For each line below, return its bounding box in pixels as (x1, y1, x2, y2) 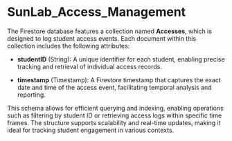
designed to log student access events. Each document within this (7, 34, 197, 42)
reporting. (17, 91, 46, 99)
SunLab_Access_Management (7, 4, 186, 20)
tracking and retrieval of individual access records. (17, 62, 163, 70)
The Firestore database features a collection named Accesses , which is (7, 27, 213, 35)
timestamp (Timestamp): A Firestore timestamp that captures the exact (17, 75, 222, 84)
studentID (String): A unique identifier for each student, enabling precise (17, 55, 225, 63)
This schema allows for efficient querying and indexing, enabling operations (7, 104, 224, 112)
